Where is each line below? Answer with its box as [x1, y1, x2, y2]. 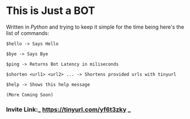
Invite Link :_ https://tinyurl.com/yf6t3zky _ [6, 105, 131, 113]
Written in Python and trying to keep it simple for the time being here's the [6, 23, 184, 30]
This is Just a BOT [6, 4, 95, 17]
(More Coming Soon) [6, 92, 54, 97]
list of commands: [6, 29, 50, 36]
